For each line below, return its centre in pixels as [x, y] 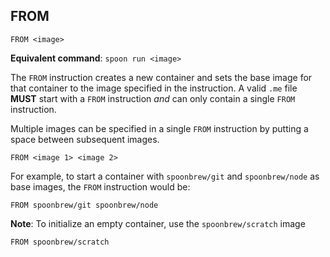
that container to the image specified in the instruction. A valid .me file [154, 88]
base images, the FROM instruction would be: [100, 186]
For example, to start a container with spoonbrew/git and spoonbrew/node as [165, 176]
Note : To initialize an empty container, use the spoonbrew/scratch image [158, 223]
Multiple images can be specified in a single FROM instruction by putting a [159, 128]
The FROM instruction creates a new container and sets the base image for [161, 77]
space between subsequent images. [85, 139]
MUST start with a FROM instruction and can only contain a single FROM [153, 98]
